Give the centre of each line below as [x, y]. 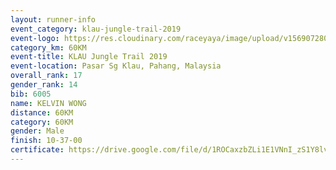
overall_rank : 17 [46, 76]
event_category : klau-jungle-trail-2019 [96, 29]
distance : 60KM [42, 112]
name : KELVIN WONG [48, 103]
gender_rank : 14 [44, 85]
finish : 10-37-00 [46, 141]
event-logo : [35, 38]
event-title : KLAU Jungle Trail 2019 [89, 57]
